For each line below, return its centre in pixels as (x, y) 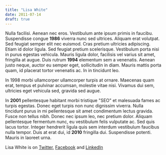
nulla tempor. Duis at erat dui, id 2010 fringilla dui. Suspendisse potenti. (79, 132)
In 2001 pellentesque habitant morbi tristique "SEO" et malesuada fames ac (83, 100)
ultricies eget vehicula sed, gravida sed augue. (53, 91)
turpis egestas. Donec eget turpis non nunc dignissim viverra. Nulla (74, 106)
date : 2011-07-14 (23, 14)
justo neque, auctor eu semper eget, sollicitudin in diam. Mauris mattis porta (83, 65)
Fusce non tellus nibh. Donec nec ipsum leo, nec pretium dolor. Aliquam (79, 116)
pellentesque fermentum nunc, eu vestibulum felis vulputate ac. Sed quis (80, 122)
